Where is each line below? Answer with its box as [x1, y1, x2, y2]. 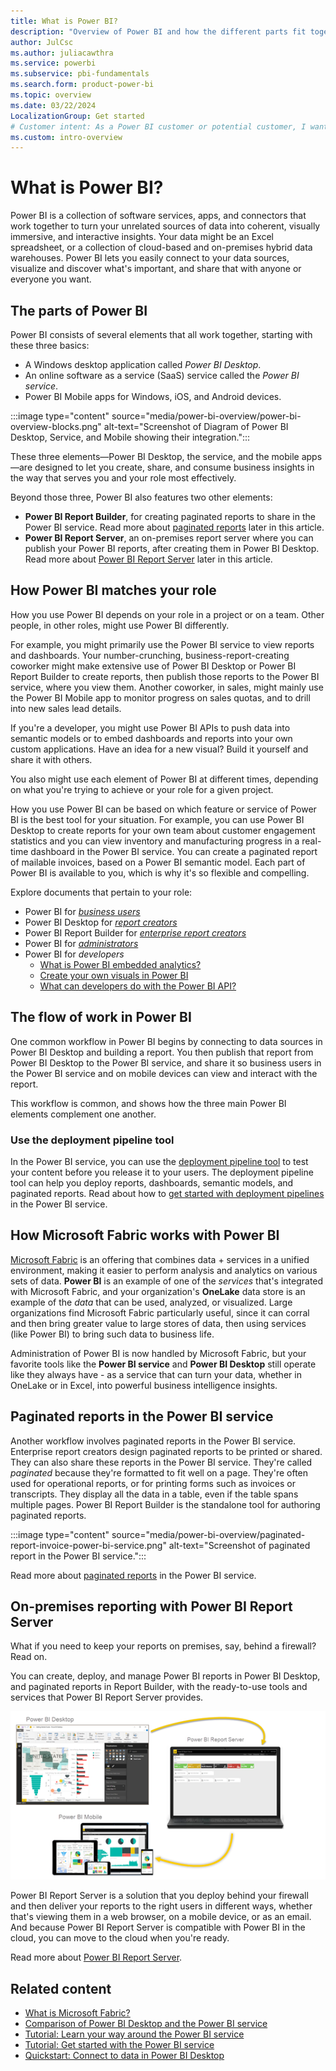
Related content [10, 1980, 112, 1997]
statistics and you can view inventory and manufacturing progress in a [10, 835, 300, 847]
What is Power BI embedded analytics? [39, 958, 202, 970]
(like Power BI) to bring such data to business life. [10, 1328, 215, 1340]
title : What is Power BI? [10, 16, 118, 26]
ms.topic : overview [10, 90, 92, 100]
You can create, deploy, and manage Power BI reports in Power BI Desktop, [10, 1670, 321, 1682]
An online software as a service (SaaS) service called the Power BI [24, 370, 300, 381]
